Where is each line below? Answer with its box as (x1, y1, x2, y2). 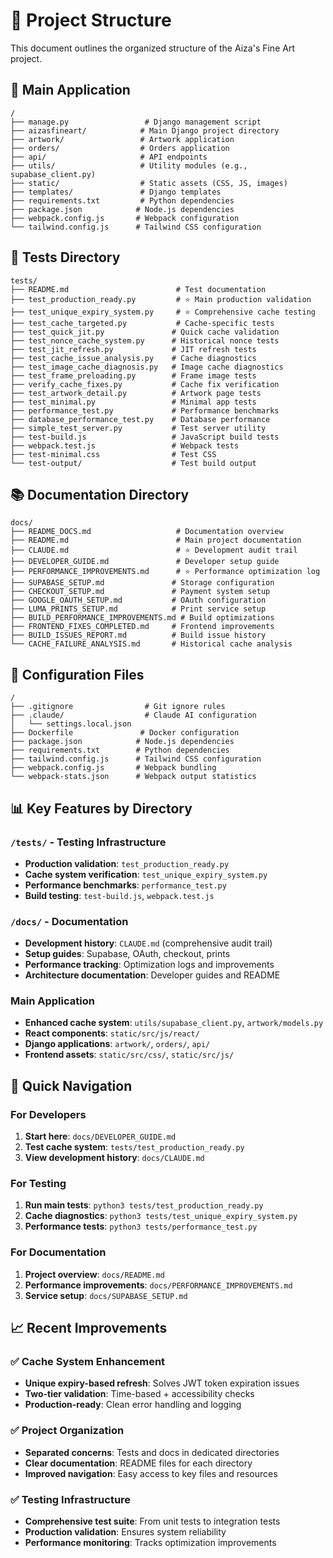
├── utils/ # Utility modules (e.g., (10, 160, 248, 171)
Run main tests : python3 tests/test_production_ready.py (24, 1199, 264, 1211)
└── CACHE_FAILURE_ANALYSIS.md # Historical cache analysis (10, 639, 293, 649)
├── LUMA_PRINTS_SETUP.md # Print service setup (10, 604, 267, 614)
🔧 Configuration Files (10, 666, 145, 683)
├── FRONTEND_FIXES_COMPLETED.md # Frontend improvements (10, 622, 275, 632)
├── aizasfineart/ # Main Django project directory (10, 125, 280, 136)
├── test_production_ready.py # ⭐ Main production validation (10, 294, 312, 304)
